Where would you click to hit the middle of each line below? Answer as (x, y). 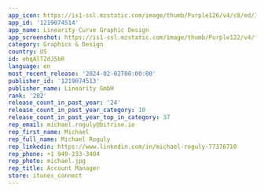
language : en (29, 67)
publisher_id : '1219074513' (54, 81)
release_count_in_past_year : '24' (65, 103)
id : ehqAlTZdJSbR (37, 60)
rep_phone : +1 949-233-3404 (54, 154)
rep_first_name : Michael (49, 132)
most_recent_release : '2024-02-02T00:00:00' (82, 74)
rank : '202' (27, 96)
